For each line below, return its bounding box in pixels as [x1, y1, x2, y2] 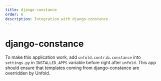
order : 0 [5, 12, 23, 17]
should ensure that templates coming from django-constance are [5, 65, 139, 71]
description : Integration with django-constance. [5, 16, 111, 21]
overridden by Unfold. [5, 70, 50, 76]
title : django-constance [5, 7, 57, 12]
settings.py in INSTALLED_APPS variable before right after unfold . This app [5, 60, 156, 66]
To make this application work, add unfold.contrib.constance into [5, 54, 141, 60]
